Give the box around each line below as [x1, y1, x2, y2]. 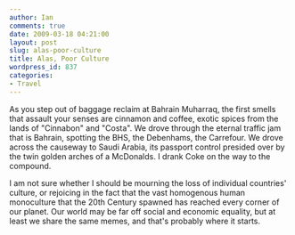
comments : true [9, 21, 66, 30]
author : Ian [9, 12, 53, 22]
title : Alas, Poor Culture [9, 54, 110, 63]
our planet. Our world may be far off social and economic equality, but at [9, 206, 276, 216]
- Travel [9, 79, 42, 88]
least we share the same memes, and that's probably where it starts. [9, 215, 261, 226]
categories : [9, 71, 53, 80]
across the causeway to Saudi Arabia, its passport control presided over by [9, 142, 285, 152]
